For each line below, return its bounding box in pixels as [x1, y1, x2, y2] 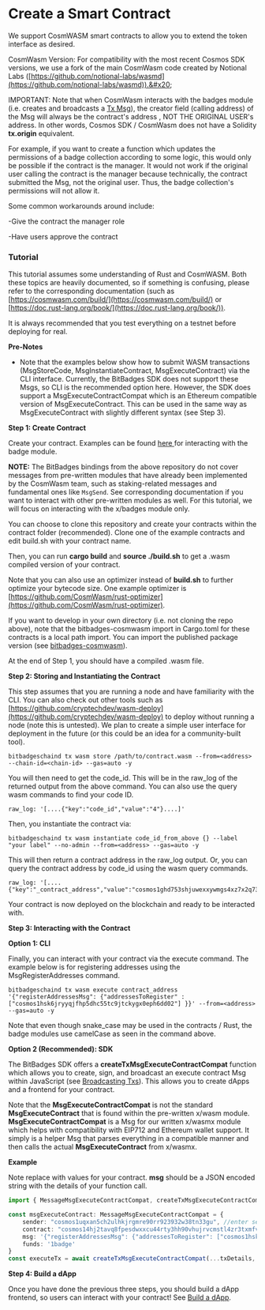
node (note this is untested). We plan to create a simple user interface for [8, 721, 246, 730]
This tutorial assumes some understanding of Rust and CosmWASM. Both [8, 269, 247, 279]
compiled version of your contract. [8, 560, 121, 570]
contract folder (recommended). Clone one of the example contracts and [8, 528, 245, 537]
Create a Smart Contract [8, 5, 171, 23]
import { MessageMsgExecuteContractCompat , [8, 1196, 154, 1205]
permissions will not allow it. [8, 186, 100, 195]
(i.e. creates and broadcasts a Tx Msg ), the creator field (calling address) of [8, 104, 254, 113]
